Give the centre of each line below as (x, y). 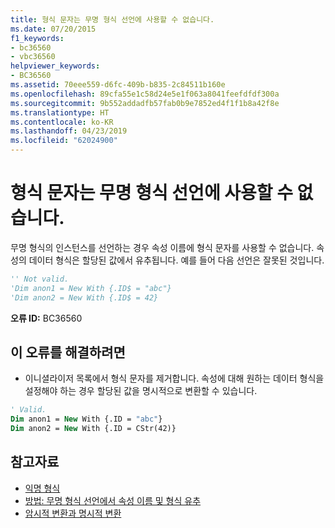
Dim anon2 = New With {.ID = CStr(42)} (93, 429)
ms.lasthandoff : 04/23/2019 (69, 131)
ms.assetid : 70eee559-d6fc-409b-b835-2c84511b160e (118, 85)
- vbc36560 (33, 57)
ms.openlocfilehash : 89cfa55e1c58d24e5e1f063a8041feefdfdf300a (145, 94)
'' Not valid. (40, 279)
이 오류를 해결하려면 (68, 352)
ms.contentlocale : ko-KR (62, 122)
